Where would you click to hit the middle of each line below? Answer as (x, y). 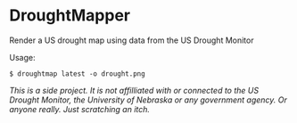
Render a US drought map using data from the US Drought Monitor (132, 40)
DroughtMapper (70, 16)
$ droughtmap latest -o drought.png (77, 74)
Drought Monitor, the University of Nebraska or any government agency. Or (148, 100)
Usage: (22, 57)
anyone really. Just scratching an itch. (79, 109)
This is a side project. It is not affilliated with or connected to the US (134, 90)
